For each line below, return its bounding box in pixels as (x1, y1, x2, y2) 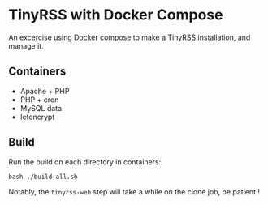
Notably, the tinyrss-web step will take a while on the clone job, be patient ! (8, 186, 261, 196)
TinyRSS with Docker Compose (8, 6, 223, 24)
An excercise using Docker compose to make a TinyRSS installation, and (8, 32, 251, 42)
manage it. (8, 41, 44, 50)
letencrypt (19, 112, 55, 122)
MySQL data (19, 103, 63, 113)
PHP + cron (19, 95, 59, 105)
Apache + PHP (19, 86, 70, 96)
